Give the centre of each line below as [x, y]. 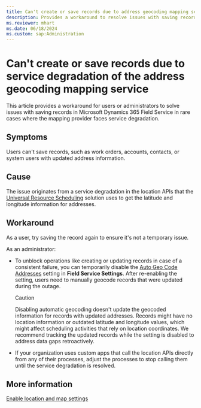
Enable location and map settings [47, 398]
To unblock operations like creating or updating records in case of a [98, 261]
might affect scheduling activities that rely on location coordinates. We [102, 328]
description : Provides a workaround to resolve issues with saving [92, 17]
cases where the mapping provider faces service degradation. [83, 119]
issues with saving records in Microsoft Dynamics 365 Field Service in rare [98, 112]
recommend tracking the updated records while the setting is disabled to [104, 335]
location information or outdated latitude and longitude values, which [100, 322]
